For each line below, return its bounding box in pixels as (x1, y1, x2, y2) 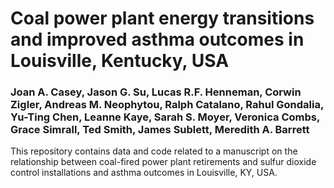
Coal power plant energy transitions (10, 7, 315, 30)
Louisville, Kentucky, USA (10, 50, 230, 72)
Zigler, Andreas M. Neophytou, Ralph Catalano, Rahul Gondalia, (10, 98, 324, 112)
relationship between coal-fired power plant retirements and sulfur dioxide (10, 156, 317, 168)
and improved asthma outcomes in (10, 28, 305, 51)
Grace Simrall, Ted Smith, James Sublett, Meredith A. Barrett (10, 123, 310, 137)
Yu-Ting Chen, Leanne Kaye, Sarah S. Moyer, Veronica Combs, (10, 110, 320, 124)
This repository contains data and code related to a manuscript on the (10, 145, 298, 157)
